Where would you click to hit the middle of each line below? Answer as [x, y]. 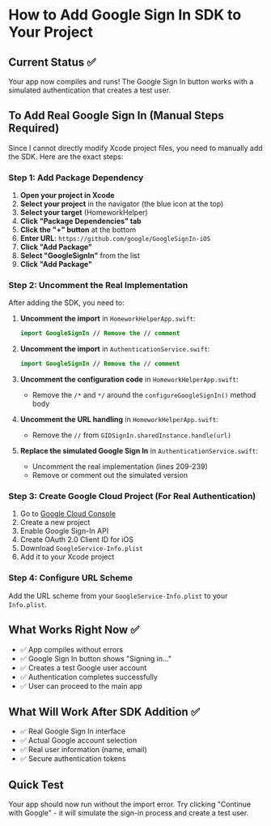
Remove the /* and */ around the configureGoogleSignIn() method [144, 395]
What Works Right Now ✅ [74, 630]
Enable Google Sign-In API [64, 531]
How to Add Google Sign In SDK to [125, 15]
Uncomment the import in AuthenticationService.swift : [115, 349]
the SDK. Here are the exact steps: [66, 157]
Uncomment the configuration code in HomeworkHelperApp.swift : [129, 380]
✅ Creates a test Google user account [83, 668]
